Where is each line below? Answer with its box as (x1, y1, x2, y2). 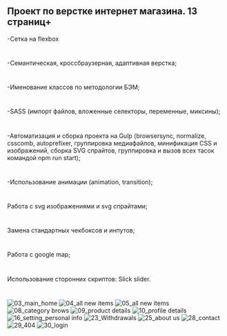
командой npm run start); (7, 153, 81, 161)
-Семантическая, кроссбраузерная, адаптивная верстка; (7, 59, 177, 67)
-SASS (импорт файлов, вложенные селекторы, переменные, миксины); (7, 107, 221, 116)
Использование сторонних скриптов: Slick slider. (7, 275, 151, 283)
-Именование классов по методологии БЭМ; (7, 83, 140, 92)
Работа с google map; (7, 250, 71, 259)
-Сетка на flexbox (7, 34, 59, 43)
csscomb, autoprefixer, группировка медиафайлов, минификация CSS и (7, 139, 217, 147)
